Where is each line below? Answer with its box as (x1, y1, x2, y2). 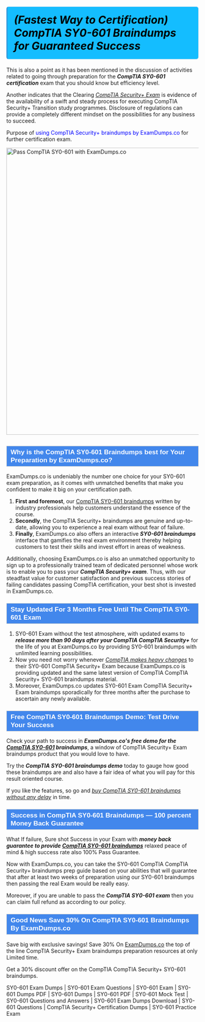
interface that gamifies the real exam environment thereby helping (15, 536, 182, 544)
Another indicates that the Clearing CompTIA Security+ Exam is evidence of (6, 91, 197, 98)
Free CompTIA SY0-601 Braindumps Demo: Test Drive (10, 712, 179, 721)
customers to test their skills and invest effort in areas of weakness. (15, 543, 185, 550)
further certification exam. (6, 135, 72, 143)
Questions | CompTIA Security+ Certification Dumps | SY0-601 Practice (16, 1003, 196, 1010)
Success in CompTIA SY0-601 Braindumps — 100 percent (10, 811, 192, 819)
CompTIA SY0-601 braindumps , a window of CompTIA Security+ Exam (6, 743, 187, 751)
